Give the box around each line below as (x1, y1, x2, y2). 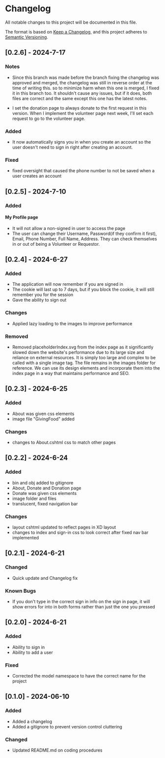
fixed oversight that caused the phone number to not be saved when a (12, 168, 155, 174)
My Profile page (5, 214, 38, 220)
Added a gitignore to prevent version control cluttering (12, 723, 123, 729)
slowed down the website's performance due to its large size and (12, 349, 144, 355)
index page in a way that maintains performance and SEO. (12, 371, 130, 377)
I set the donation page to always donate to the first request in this (12, 105, 147, 111)
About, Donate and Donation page (12, 485, 82, 491)
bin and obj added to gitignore (12, 480, 74, 486)
